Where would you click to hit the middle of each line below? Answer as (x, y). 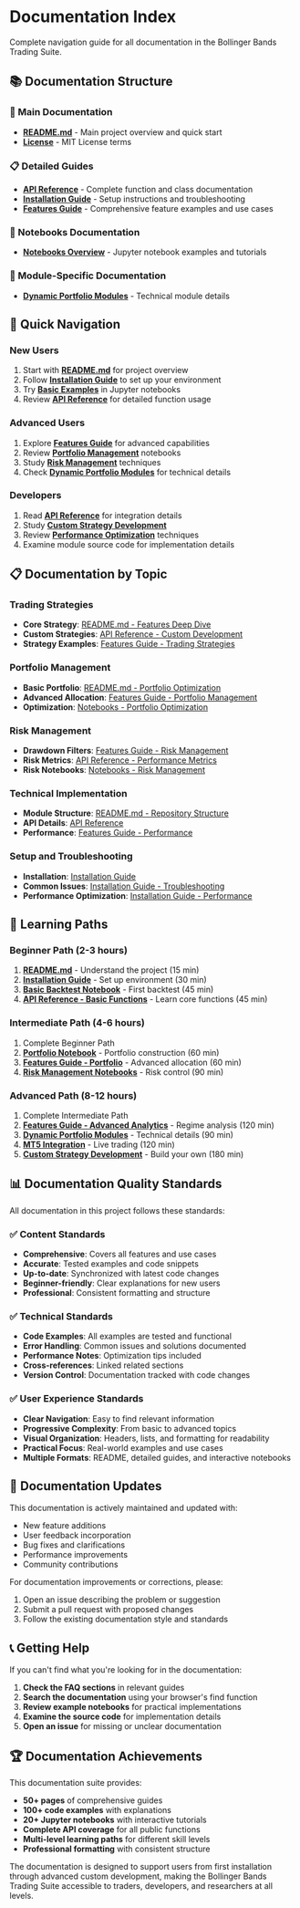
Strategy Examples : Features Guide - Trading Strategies (129, 644)
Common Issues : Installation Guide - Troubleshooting (124, 886)
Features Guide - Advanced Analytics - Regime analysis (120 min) (149, 1125)
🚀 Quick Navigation (65, 324)
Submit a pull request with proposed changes (108, 1610)
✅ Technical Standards (62, 1316)
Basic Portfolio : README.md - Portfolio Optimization (122, 687)
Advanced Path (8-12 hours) (73, 1095)
